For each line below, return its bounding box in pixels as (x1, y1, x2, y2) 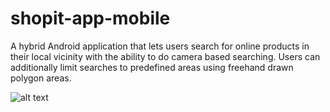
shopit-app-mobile (10, 7, 171, 30)
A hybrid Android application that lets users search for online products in (10, 40, 310, 52)
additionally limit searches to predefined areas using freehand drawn (10, 61, 294, 73)
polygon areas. (10, 72, 72, 84)
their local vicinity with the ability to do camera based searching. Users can (10, 50, 321, 62)
